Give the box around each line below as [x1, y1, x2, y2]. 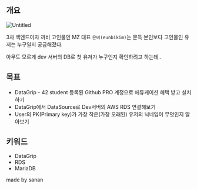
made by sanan [6, 176, 44, 183]
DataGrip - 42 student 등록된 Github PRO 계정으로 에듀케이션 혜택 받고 [14, 88, 181, 95]
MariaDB [14, 165, 36, 172]
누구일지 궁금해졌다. [16, 40, 63, 48]
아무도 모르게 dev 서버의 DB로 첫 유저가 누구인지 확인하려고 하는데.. [6, 53, 162, 60]
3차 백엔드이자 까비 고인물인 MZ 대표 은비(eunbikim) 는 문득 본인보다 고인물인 [6, 33, 183, 40]
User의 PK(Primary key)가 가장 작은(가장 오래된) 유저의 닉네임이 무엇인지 [14, 111, 184, 118]
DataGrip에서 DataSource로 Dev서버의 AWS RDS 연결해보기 [14, 103, 156, 110]
